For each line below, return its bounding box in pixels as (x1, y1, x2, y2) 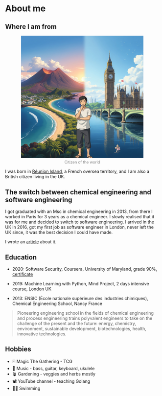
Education (5, 253, 37, 261)
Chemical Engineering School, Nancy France (12, 301, 103, 306)
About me (5, 3, 46, 14)
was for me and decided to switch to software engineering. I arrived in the (5, 219, 154, 225)
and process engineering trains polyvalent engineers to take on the (17, 315, 153, 321)
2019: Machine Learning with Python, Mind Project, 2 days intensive (12, 280, 149, 286)
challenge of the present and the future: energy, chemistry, (17, 320, 136, 326)
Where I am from (5, 23, 57, 31)
